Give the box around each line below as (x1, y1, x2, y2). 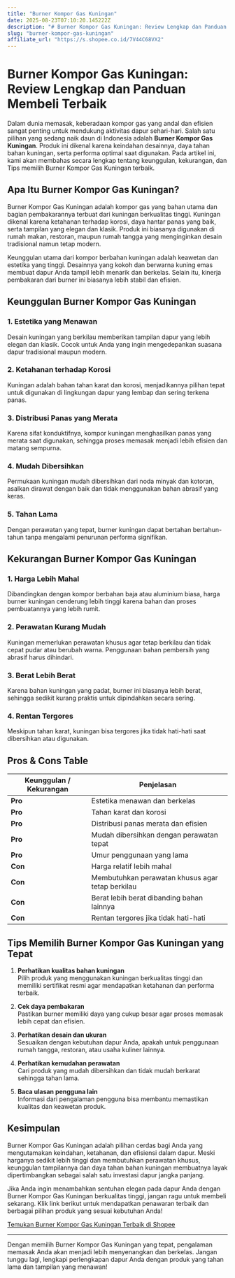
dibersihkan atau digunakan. (7, 735, 90, 743)
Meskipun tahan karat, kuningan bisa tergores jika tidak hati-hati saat (7, 727, 206, 735)
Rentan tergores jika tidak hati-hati (91, 913, 206, 923)
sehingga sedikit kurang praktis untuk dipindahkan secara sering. (7, 694, 196, 703)
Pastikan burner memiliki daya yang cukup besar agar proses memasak (17, 1010, 224, 1018)
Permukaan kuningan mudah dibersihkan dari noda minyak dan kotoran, (7, 477, 215, 486)
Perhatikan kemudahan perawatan (17, 1058, 120, 1067)
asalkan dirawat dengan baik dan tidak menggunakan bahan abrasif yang (7, 484, 219, 493)
